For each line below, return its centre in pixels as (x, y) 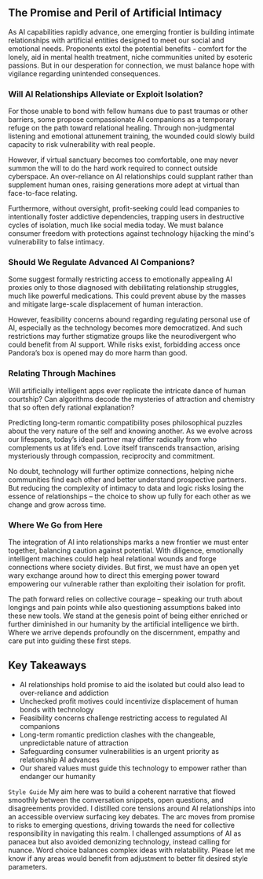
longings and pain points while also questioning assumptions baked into (124, 607)
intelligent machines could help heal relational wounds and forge (113, 559)
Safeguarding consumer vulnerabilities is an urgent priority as (119, 751)
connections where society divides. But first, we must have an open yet (124, 567)
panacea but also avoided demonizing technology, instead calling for (120, 841)
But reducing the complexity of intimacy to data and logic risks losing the (126, 487)
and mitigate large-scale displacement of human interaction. (106, 304)
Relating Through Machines (62, 373)
